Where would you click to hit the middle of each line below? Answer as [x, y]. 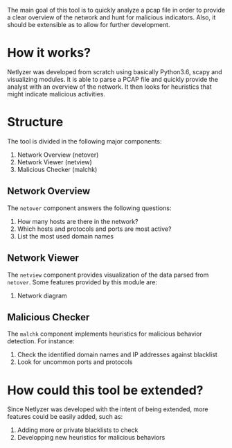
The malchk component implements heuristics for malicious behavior [105, 334]
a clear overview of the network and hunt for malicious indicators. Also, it [111, 17]
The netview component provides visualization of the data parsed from [108, 275]
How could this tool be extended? [105, 390]
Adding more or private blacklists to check [78, 430]
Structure [35, 122]
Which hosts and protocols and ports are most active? [94, 229]
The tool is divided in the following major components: [84, 141]
